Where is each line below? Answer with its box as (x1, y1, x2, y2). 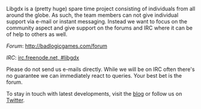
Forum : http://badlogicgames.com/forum (6, 42, 107, 49)
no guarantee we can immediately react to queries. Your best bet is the (6, 72, 182, 79)
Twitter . (6, 96, 25, 104)
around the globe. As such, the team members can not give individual (6, 11, 179, 19)
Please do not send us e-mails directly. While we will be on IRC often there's (6, 66, 195, 73)
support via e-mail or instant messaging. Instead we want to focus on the (6, 18, 188, 25)
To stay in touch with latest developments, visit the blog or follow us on (6, 90, 182, 97)
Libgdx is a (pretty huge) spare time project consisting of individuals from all (6, 5, 196, 12)
